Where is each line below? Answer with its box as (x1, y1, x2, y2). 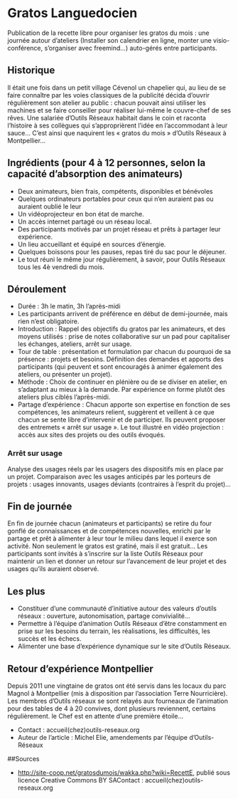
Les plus (7, 585, 45, 597)
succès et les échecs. (17, 634, 82, 643)
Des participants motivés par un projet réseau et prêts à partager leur (17, 224, 222, 233)
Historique (7, 64, 55, 76)
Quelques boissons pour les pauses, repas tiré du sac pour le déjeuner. (17, 247, 227, 256)
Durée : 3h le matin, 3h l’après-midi (17, 302, 121, 310)
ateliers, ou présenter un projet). (17, 370, 112, 379)
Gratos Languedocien (7, 5, 138, 21)
